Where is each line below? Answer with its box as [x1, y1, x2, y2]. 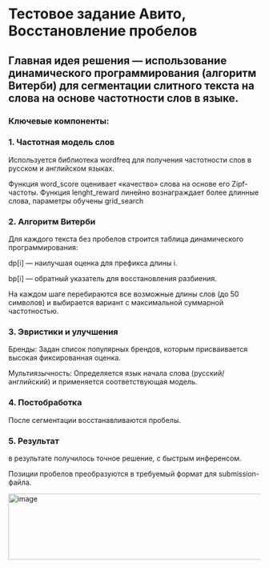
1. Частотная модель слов [8, 137, 114, 148]
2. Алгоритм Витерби [8, 216, 96, 227]
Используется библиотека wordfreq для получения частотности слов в [8, 155, 252, 164]
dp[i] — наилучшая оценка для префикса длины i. [8, 258, 178, 268]
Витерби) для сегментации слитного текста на [8, 79, 255, 92]
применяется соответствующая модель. [58, 377, 198, 387]
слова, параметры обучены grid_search [8, 195, 144, 205]
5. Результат [8, 435, 60, 446]
